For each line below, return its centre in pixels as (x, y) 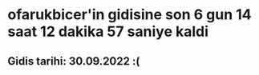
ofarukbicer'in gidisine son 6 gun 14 (129, 15)
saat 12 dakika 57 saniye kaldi (108, 32)
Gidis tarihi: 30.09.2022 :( (74, 61)
